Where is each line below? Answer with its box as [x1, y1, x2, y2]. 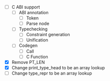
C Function [26, 54, 48, 60]
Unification [26, 37, 48, 43]
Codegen [18, 42, 37, 48]
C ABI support [11, 4, 40, 10]
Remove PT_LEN [11, 59, 45, 65]
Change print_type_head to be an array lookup [11, 64, 105, 70]
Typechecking [18, 26, 48, 32]
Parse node [26, 20, 50, 26]
